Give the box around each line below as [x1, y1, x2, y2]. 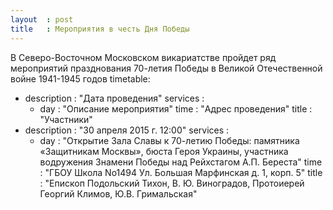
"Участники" [39, 113, 93, 125]
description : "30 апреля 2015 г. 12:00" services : [24, 124, 230, 136]
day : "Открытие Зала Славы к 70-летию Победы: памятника [39, 134, 300, 146]
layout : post [10, 14, 74, 25]
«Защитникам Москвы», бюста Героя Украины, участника [39, 145, 289, 157]
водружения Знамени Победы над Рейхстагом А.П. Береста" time [39, 156, 323, 168]
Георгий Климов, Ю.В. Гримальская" [39, 187, 198, 200]
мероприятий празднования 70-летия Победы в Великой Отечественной [10, 62, 323, 74]
